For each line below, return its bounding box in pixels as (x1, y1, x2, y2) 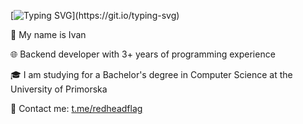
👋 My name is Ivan (10, 29, 87, 40)
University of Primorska (10, 83, 108, 95)
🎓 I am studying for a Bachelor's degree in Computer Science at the (10, 69, 293, 80)
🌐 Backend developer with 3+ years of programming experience (10, 48, 276, 60)
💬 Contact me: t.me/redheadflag (10, 103, 143, 114)
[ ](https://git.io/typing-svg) (10, 10, 180, 21)
